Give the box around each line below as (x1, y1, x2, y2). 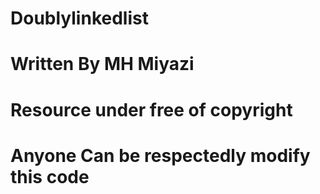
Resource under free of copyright (10, 98, 293, 121)
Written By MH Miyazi (10, 53, 195, 76)
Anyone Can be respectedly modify (10, 144, 311, 167)
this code (10, 165, 90, 188)
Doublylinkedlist (10, 7, 149, 30)
